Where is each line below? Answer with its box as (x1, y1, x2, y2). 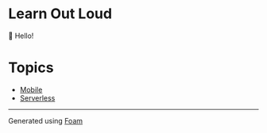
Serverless (19, 93, 56, 103)
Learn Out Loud (8, 5, 113, 23)
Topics (8, 59, 54, 77)
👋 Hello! (8, 31, 34, 40)
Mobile (19, 85, 43, 94)
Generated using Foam (8, 116, 83, 125)
